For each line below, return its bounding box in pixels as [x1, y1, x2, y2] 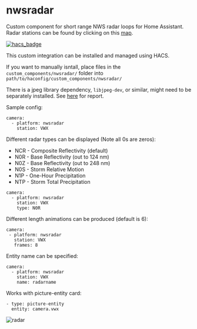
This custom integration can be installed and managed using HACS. [6, 52, 170, 59]
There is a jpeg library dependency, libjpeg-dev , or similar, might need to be [6, 86, 192, 93]
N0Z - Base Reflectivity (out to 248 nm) [14, 159, 111, 166]
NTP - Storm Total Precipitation [14, 178, 91, 185]
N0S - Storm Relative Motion [14, 166, 84, 173]
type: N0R [16, 205, 41, 211]
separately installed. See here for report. [6, 92, 104, 99]
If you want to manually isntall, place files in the [6, 63, 121, 70]
